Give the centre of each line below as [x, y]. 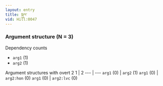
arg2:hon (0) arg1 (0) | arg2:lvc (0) [41, 78]
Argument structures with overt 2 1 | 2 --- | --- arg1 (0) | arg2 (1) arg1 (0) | [82, 72]
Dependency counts [26, 48]
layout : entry [20, 10]
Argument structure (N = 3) [39, 37]
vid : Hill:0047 [21, 19]
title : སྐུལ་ [16, 15]
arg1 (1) [20, 57]
